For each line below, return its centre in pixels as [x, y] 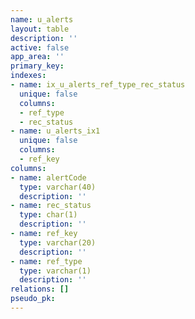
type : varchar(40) [58, 187]
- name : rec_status [51, 206]
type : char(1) [48, 215]
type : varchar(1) [55, 271]
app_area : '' [37, 57]
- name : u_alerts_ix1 [55, 131]
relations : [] [40, 289]
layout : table [40, 29]
